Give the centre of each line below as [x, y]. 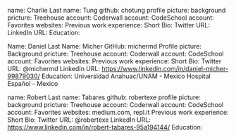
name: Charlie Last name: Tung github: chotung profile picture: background [117, 10]
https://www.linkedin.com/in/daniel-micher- [165, 69]
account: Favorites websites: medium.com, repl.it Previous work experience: [118, 112]
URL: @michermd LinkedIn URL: [54, 69]
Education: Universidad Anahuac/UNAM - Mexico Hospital [126, 76]
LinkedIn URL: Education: [44, 32]
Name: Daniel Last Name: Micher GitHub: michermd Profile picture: [105, 46]
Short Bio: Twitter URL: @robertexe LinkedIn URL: [79, 120]
